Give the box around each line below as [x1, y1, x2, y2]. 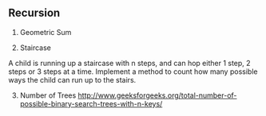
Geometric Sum [19, 27, 72, 37]
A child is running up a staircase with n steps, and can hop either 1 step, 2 [8, 58, 251, 68]
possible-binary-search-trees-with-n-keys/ [19, 99, 163, 108]
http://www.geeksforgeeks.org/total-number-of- [77, 91, 237, 100]
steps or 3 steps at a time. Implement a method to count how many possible [8, 67, 258, 76]
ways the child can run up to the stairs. [8, 75, 137, 84]
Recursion [8, 6, 61, 20]
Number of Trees [19, 91, 77, 100]
